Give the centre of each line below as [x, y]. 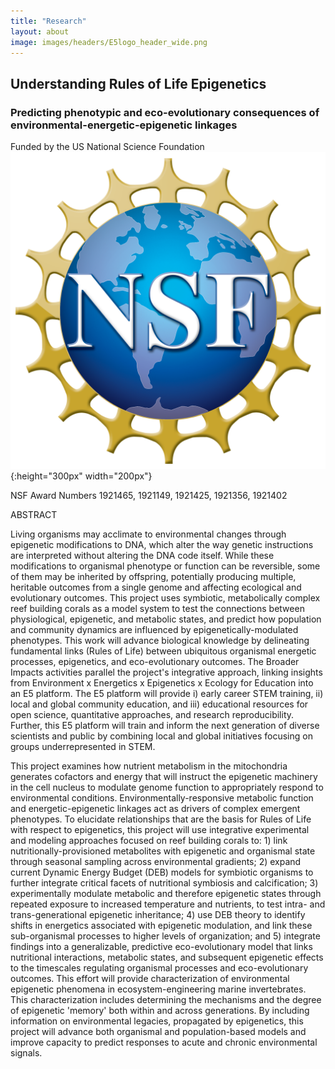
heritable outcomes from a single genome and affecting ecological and [156, 587]
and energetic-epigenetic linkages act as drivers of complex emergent [155, 809]
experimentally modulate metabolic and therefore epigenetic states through [166, 894]
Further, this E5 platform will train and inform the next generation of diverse [165, 726]
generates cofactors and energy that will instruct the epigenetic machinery [164, 777]
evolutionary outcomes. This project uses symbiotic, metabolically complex [165, 598]
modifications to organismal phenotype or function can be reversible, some [165, 566]
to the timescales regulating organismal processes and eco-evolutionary [159, 968]
